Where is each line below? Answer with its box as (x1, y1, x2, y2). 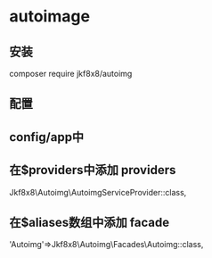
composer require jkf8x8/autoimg (9, 69, 133, 79)
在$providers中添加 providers (9, 162, 176, 178)
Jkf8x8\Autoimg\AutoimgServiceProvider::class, (9, 187, 187, 197)
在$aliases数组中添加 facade (9, 214, 170, 229)
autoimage (9, 6, 91, 27)
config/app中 (9, 129, 85, 145)
